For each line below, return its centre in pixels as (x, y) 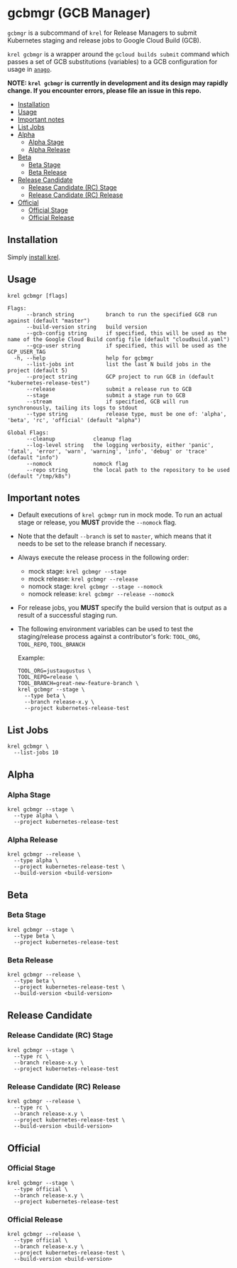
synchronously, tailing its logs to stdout (73, 408)
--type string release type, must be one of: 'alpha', (126, 414)
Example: (31, 658)
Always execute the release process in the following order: (103, 558)
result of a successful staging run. (68, 616)
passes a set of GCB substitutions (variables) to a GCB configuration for (112, 61)
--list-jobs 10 (36, 753)
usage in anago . (29, 69)
